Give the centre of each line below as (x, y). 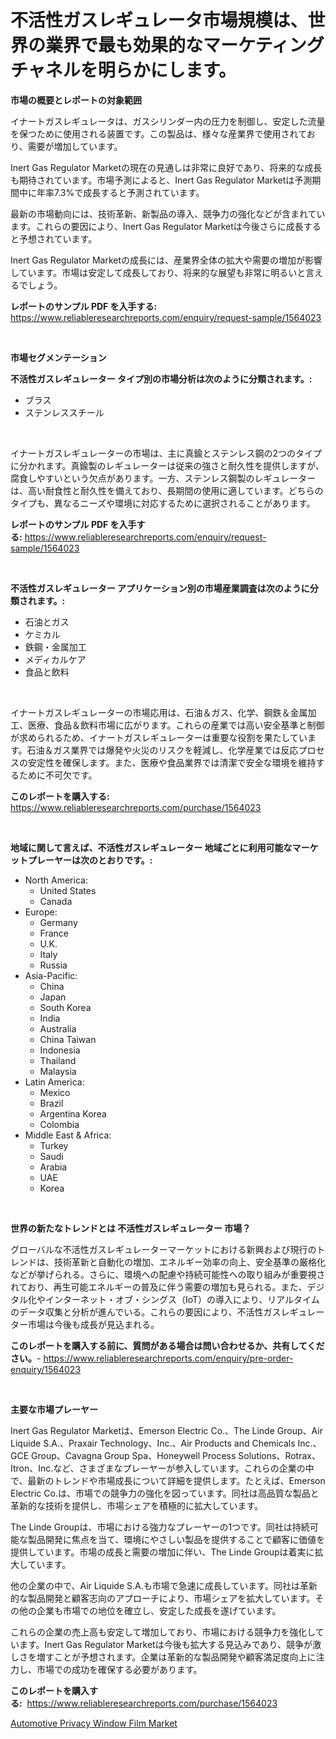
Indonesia (60, 1050)
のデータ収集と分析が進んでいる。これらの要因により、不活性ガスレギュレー (167, 1312)
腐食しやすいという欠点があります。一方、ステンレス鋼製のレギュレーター (163, 478)
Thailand (58, 1060)
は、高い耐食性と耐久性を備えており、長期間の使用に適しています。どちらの (167, 490)
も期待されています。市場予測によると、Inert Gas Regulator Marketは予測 (161, 180)
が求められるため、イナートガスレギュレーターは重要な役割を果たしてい (159, 737)
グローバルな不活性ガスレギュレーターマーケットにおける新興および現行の (163, 1249)
